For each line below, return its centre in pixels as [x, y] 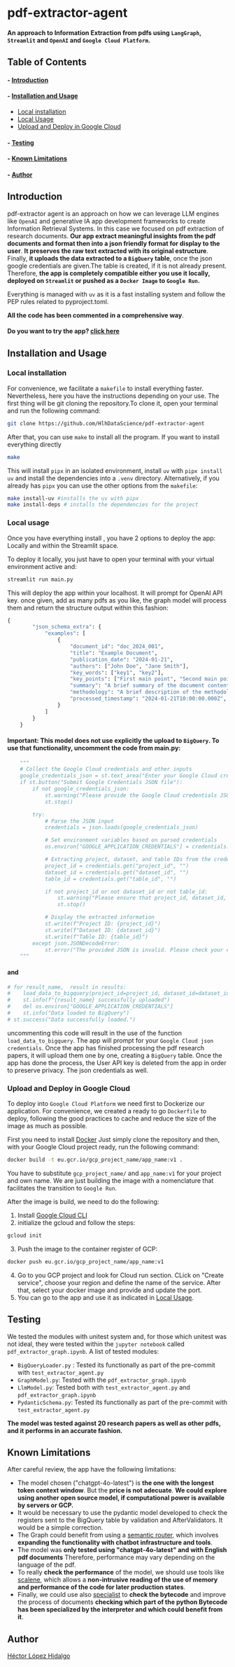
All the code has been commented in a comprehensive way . [95, 315]
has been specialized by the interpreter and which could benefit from [120, 1610]
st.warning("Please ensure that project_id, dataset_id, [142, 898]
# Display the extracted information [100, 917]
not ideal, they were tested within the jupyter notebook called [96, 1344]
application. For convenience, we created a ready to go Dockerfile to [107, 1111]
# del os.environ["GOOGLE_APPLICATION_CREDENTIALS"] [90, 1007]
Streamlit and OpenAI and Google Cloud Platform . [79, 40]
